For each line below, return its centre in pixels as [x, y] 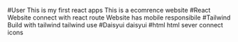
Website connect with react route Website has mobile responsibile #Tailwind [119, 17]
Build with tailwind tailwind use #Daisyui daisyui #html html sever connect [115, 25]
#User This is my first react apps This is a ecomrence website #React [109, 10]
